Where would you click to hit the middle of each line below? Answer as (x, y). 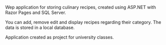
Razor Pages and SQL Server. (36, 12)
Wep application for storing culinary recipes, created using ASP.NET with (81, 7)
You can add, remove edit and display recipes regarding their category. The (83, 22)
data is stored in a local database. (40, 27)
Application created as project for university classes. (60, 37)
